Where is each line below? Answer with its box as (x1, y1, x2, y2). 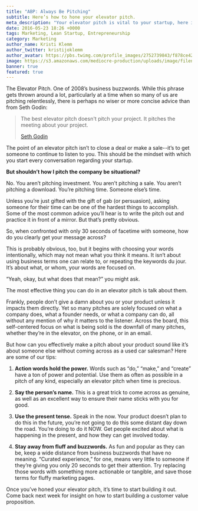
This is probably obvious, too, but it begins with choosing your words (6, 245, 174, 252)
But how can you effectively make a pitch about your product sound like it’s (6, 341, 189, 348)
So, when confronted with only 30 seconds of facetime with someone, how (6, 228, 189, 235)
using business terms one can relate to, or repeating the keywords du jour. (6, 258, 187, 265)
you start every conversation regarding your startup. (6, 157, 134, 164)
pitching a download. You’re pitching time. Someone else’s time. (6, 186, 161, 193)
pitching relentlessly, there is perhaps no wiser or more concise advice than (6, 98, 190, 105)
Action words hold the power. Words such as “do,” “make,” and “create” (14, 365, 192, 372)
